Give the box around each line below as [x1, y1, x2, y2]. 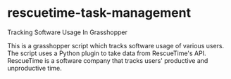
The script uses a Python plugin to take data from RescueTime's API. [7, 49, 206, 57]
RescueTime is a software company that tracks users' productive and [7, 56, 208, 64]
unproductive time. [7, 64, 62, 72]
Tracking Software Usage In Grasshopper [7, 28, 128, 36]
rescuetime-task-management [7, 5, 192, 21]
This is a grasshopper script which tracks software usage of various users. [7, 41, 225, 50]
